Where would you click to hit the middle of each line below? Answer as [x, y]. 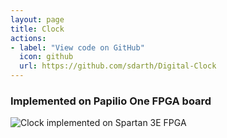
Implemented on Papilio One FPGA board [111, 101]
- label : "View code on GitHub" [77, 47]
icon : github [46, 57]
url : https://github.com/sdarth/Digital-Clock [118, 66]
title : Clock [37, 29]
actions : [28, 38]
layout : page [37, 19]
